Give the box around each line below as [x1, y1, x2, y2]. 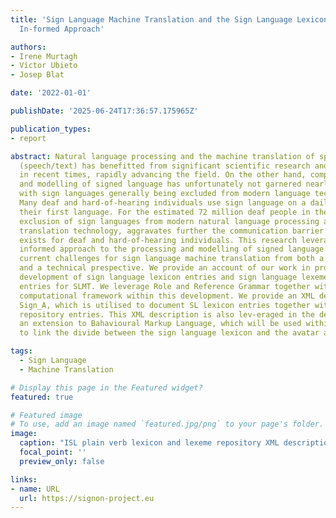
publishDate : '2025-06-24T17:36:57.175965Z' [10, 106, 199, 116]
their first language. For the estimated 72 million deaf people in [19, 207, 311, 217]
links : [10, 474, 38, 485]
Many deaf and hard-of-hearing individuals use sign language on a [19, 198, 307, 208]
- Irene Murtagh [10, 51, 78, 61]
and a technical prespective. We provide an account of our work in [19, 263, 311, 273]
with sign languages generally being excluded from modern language [19, 189, 311, 199]
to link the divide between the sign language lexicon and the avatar [19, 328, 320, 338]
